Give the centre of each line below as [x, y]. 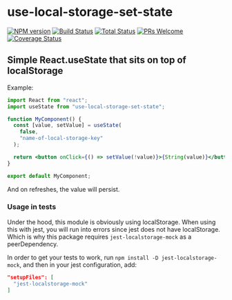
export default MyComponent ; [49, 176]
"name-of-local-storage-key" [61, 139]
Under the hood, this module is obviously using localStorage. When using [112, 222]
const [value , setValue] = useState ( [68, 126]
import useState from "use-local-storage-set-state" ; [86, 107]
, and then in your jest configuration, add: [78, 264]
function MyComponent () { [44, 119]
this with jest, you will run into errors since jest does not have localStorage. [114, 229]
